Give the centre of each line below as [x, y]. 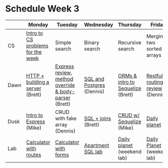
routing [155, 82]
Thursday [130, 25]
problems [37, 46]
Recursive [130, 42]
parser [63, 97]
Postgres [95, 85]
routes [34, 154]
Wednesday [99, 25]
